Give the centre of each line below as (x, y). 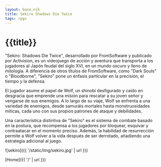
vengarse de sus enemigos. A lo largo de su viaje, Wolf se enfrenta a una (78, 101)
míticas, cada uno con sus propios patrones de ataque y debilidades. (74, 111)
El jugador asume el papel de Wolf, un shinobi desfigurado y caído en (74, 91)
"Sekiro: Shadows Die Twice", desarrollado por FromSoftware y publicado (79, 56)
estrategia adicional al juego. (34, 141)
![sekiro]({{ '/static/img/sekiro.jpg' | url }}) (47, 151)
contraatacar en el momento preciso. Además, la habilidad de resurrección (80, 131)
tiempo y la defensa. (25, 81)
